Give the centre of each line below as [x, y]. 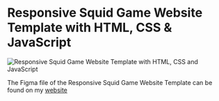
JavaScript [39, 42]
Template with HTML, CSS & [90, 28]
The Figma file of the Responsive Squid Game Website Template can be [110, 82]
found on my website [38, 90]
